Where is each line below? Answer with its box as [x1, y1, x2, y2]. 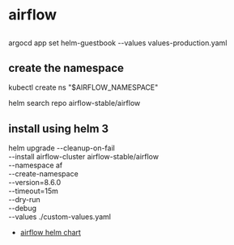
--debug [8, 204, 37, 213]
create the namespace [8, 61, 124, 74]
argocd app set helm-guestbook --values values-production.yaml [8, 38, 228, 48]
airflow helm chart [19, 228, 81, 238]
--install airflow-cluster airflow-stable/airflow [8, 152, 160, 162]
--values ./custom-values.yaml [8, 212, 112, 222]
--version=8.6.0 [8, 178, 62, 188]
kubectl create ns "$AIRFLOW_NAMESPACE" [8, 82, 159, 92]
